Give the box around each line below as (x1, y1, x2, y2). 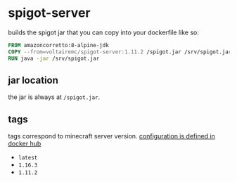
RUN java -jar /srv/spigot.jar (8, 55, 100, 62)
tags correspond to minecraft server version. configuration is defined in (8, 132, 215, 141)
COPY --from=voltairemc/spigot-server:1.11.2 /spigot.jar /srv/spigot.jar (8, 48, 232, 56)
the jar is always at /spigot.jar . (8, 93, 101, 101)
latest (18, 155, 38, 162)
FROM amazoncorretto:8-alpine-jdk (8, 41, 110, 48)
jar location (8, 74, 59, 86)
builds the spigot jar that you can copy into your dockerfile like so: (8, 28, 199, 37)
